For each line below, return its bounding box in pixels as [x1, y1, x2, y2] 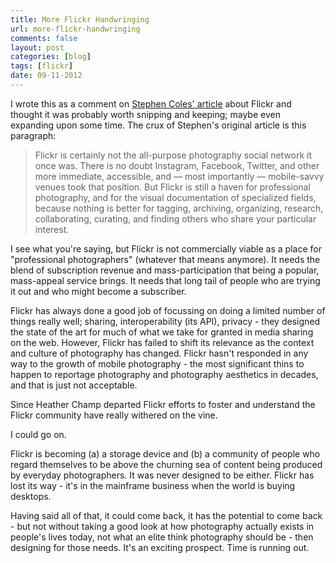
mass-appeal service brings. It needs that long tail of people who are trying [10, 274, 321, 286]
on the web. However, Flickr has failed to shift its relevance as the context [10, 336, 315, 348]
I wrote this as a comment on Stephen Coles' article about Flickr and [10, 97, 292, 110]
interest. [34, 223, 70, 235]
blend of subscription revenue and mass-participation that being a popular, [10, 264, 320, 276]
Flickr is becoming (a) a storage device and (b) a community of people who [10, 447, 321, 460]
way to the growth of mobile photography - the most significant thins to [10, 357, 305, 370]
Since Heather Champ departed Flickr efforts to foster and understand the [10, 398, 316, 410]
